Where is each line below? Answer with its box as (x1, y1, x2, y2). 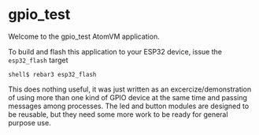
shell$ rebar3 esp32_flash (8, 70, 97, 78)
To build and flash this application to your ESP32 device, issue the (8, 47, 223, 56)
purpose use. (8, 118, 51, 127)
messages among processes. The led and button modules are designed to (8, 101, 250, 111)
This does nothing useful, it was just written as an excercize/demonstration (8, 84, 252, 94)
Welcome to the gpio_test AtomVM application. (8, 32, 160, 41)
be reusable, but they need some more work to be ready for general (8, 109, 228, 119)
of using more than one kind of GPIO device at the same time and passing (8, 92, 248, 102)
